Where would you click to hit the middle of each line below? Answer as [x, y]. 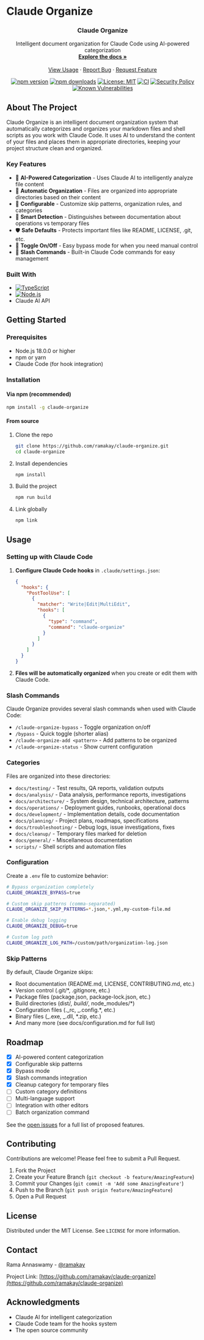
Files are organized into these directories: [59, 776]
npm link [26, 520]
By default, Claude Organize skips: [50, 972]
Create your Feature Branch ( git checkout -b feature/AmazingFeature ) [105, 1177]
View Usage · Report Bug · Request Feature [103, 70]
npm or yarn [31, 357]
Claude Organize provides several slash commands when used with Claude [101, 709]
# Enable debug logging [37, 921]
